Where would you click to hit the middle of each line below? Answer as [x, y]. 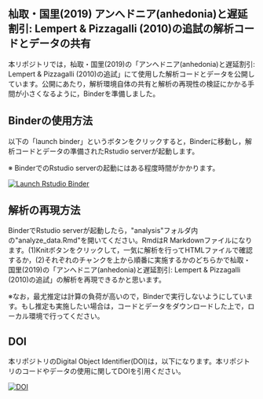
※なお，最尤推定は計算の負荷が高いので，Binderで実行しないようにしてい [127, 297]
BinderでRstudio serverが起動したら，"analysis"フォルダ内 [103, 231]
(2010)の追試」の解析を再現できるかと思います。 [87, 280]
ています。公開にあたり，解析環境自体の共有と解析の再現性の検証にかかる [128, 83]
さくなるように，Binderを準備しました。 [94, 94]
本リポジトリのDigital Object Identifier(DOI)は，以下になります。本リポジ [126, 361]
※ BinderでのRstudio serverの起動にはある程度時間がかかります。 [114, 168]
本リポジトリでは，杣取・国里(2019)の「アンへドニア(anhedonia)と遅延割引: [131, 64]
